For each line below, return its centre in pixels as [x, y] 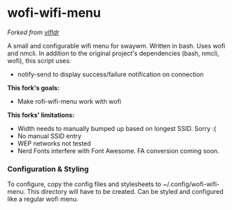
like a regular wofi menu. [43, 199]
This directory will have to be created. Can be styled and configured [125, 192]
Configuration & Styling [48, 169]
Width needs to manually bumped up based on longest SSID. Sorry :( [117, 128]
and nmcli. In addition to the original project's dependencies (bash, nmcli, [113, 53]
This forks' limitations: [41, 115]
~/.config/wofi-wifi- [191, 184]
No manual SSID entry [49, 136]
